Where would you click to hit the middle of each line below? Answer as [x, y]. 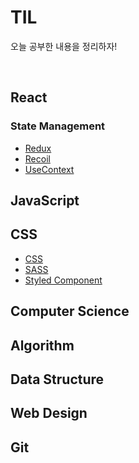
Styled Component [63, 280]
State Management [58, 126]
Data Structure [57, 379]
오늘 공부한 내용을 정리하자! [64, 46]
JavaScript [45, 201]
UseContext [49, 169]
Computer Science [70, 311]
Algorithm [42, 345]
